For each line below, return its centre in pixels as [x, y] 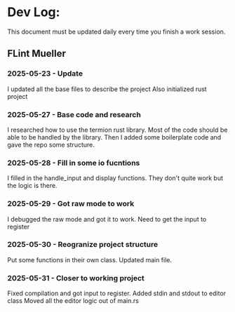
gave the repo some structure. [51, 144]
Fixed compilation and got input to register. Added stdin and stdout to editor [117, 293]
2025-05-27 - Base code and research [74, 114]
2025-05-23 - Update [45, 74]
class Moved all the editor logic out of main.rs [73, 301]
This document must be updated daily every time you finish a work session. [116, 32]
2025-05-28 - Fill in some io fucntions [74, 163]
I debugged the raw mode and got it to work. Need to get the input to [107, 219]
